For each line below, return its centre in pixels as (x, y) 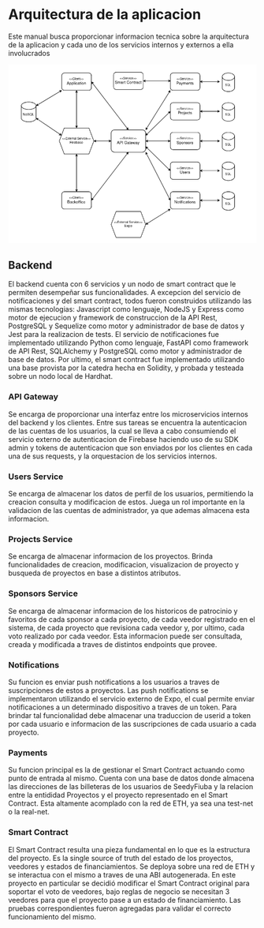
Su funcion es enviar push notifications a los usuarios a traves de (114, 682)
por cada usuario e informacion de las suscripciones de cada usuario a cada (132, 724)
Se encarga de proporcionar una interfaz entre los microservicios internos (128, 414)
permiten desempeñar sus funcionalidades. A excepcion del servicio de (125, 293)
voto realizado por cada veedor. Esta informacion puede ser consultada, (125, 636)
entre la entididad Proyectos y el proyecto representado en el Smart (118, 795)
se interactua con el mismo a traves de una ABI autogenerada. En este (122, 874)
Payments (28, 753)
